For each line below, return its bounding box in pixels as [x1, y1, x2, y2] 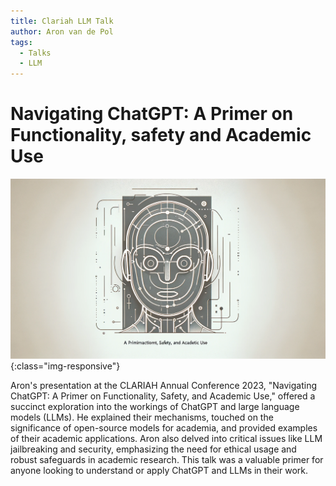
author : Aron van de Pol [10, 26, 114, 37]
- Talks [19, 48, 52, 58]
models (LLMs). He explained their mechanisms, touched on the [10, 411, 274, 423]
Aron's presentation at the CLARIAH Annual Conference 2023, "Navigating [10, 379, 318, 391]
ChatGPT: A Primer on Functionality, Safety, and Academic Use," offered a [10, 390, 316, 402]
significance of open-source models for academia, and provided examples [10, 421, 318, 434]
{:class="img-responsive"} [10, 360, 121, 372]
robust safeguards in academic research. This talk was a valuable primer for [10, 453, 324, 465]
